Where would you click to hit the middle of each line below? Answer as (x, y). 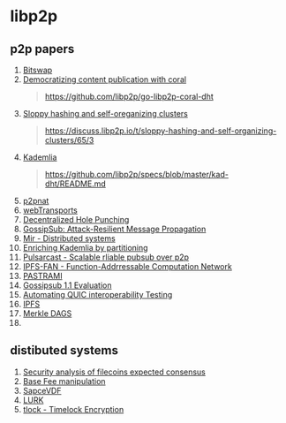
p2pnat (36, 201)
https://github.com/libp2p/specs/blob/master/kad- (136, 174)
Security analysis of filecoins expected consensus (114, 372)
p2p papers (42, 49)
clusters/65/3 (69, 140)
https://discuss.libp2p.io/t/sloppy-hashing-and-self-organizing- (161, 131)
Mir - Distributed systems (69, 238)
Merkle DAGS (47, 313)
